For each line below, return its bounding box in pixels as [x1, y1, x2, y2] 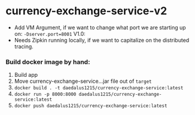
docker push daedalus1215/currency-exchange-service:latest [14, 103, 167, 109]
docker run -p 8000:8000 [14, 91, 77, 98]
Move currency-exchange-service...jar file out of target [14, 77, 152, 85]
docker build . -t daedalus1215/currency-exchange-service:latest [14, 85, 184, 91]
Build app [14, 72, 38, 79]
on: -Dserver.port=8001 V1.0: [14, 30, 86, 37]
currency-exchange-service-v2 [5, 4, 167, 18]
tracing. [14, 43, 33, 50]
